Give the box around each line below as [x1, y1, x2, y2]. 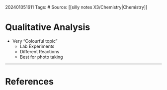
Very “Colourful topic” [12, 38, 58, 44]
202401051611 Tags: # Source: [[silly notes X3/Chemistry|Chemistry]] [5, 4, 148, 10]
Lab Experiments [19, 43, 55, 49]
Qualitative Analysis [5, 22, 90, 33]
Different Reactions [19, 48, 60, 54]
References [5, 76, 54, 88]
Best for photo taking [19, 54, 63, 60]
